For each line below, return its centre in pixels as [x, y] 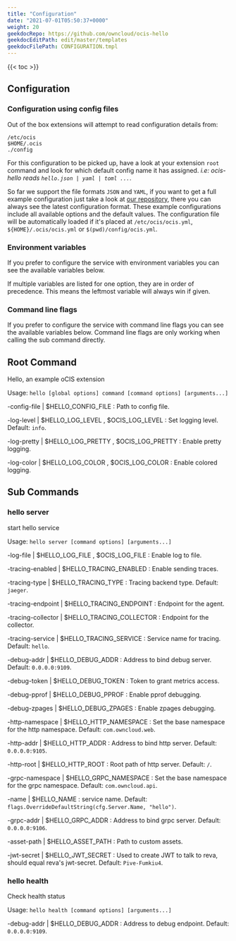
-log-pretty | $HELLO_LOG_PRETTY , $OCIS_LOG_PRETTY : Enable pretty [114, 441]
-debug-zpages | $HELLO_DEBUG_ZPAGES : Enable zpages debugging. [112, 708]
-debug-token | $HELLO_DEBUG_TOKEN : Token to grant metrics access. [113, 681]
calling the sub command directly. [56, 340]
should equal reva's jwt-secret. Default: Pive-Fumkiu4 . [85, 863]
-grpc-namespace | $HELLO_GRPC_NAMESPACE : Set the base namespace [117, 778]
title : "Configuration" [42, 14]
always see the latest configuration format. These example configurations [114, 206]
